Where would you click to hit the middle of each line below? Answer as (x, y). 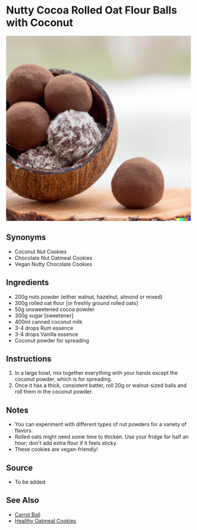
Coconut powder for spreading (52, 340)
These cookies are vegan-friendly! (56, 450)
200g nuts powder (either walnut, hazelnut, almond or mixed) (89, 297)
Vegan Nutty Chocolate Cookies (53, 264)
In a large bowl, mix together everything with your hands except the (96, 373)
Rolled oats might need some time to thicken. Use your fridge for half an (101, 437)
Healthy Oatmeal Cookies (45, 521)
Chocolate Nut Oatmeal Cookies (53, 258)
